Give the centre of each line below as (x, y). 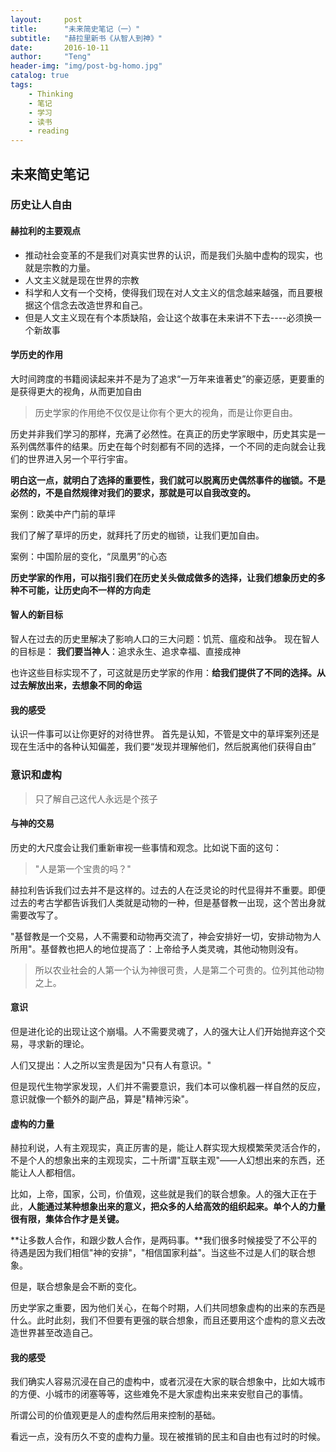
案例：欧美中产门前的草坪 (63, 513)
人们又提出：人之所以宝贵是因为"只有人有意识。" (111, 1065)
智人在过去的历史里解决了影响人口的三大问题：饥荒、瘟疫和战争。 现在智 (160, 639)
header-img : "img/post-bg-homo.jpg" (86, 66)
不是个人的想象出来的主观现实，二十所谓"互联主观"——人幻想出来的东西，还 (168, 1160)
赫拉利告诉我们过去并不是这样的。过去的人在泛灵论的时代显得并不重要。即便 (168, 890)
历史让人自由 (41, 205)
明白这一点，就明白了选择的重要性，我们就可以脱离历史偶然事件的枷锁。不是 (168, 480)
